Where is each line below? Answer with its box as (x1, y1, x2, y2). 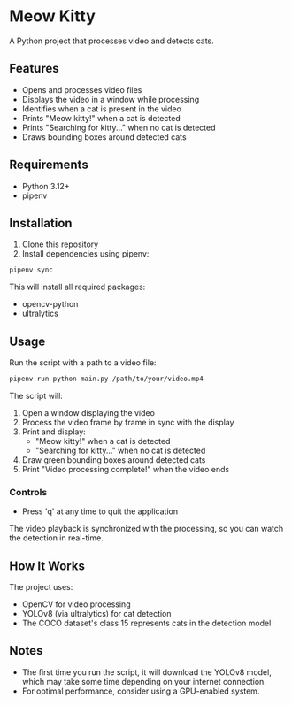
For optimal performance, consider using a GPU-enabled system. (21, 686, 260, 696)
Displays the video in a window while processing (21, 94, 200, 104)
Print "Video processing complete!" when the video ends (21, 464, 230, 474)
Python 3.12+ (21, 180, 70, 191)
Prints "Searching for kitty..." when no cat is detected (21, 122, 216, 133)
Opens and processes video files (21, 84, 142, 95)
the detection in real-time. (9, 533, 104, 543)
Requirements (9, 157, 88, 172)
